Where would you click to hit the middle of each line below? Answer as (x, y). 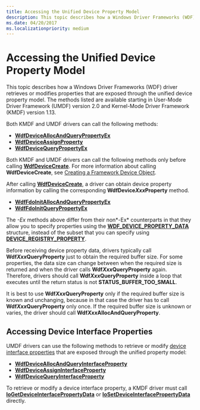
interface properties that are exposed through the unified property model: (96, 352)
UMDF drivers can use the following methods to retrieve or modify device (96, 346)
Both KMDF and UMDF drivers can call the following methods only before (96, 160)
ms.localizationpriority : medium (48, 28)
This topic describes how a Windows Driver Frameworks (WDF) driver (92, 87)
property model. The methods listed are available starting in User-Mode (94, 100)
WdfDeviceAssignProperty (49, 142)
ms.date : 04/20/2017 (32, 23)
